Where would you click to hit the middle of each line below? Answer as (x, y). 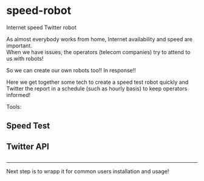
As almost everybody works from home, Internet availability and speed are (100, 39)
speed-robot (39, 11)
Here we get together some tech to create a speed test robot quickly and (97, 82)
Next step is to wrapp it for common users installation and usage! (88, 171)
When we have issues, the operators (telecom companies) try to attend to (98, 52)
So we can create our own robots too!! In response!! (71, 70)
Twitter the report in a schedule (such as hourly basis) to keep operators (97, 88)
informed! (19, 95)
